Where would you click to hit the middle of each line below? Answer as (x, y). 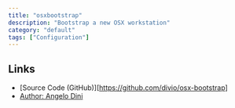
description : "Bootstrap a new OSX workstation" (89, 23)
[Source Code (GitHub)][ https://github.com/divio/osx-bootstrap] (123, 88)
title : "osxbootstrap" (45, 15)
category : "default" (42, 30)
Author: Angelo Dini (51, 96)
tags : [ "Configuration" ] (49, 37)
